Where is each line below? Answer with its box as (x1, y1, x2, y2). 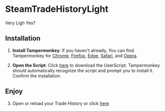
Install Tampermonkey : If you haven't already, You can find (12, 47, 134, 53)
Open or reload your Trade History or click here (12, 100, 110, 106)
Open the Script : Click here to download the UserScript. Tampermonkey (12, 62, 160, 68)
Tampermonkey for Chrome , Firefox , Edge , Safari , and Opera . (12, 53, 138, 58)
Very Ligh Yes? (5, 20, 36, 26)
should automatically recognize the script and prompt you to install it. (12, 67, 154, 73)
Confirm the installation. (12, 73, 61, 79)
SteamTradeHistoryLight (5, 3, 109, 15)
